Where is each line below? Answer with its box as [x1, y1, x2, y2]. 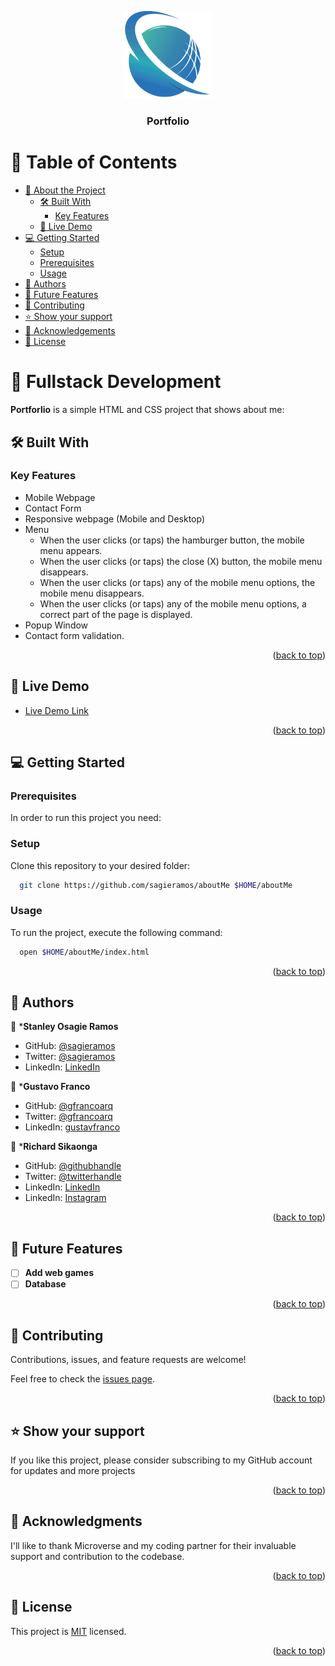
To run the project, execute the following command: [10, 926, 223, 938]
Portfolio [146, 114, 190, 128]
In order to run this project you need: [10, 812, 162, 824]
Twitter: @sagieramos [24, 1051, 116, 1063]
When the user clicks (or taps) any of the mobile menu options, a [39, 597, 307, 610]
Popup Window [24, 619, 89, 631]
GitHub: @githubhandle [24, 1160, 122, 1172]
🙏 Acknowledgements [24, 325, 116, 337]
